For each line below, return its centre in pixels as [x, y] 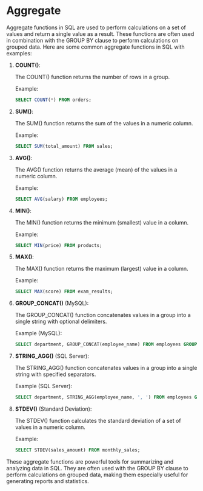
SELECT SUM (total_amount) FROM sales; [64, 146]
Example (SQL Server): [44, 386]
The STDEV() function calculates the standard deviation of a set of [98, 421]
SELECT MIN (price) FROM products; [58, 245]
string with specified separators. [55, 374]
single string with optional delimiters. [61, 322]
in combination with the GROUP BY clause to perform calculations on [92, 40]
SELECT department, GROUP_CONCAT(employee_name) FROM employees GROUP [106, 344]
